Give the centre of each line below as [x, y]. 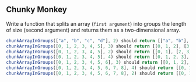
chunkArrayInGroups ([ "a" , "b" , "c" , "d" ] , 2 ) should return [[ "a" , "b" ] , [98, 40]
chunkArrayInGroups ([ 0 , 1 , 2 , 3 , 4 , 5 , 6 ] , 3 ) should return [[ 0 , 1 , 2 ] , [98, 63]
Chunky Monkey [36, 10]
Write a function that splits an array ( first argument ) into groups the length [96, 23]
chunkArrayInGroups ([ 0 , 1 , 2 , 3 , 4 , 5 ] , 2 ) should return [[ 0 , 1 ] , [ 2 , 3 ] [99, 52]
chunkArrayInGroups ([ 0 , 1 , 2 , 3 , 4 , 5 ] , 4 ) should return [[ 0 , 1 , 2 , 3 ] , [98, 57]
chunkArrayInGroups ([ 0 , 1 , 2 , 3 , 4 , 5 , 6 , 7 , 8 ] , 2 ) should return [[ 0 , [96, 74]
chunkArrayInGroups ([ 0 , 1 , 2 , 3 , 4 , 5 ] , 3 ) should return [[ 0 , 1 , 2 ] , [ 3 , [99, 46]
